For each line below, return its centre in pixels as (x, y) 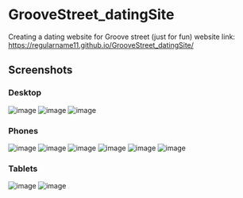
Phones (23, 130)
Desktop (25, 93)
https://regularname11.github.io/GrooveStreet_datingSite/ (101, 45)
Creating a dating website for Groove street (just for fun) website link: (122, 37)
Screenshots (40, 70)
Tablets (23, 169)
